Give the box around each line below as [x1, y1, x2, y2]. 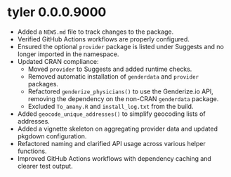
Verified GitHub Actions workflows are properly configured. [17, 34, 190, 43]
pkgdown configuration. [17, 131, 87, 140]
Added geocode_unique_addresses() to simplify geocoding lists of [17, 110, 206, 118]
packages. [27, 79, 58, 88]
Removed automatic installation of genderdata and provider [27, 72, 199, 81]
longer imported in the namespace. [17, 50, 119, 58]
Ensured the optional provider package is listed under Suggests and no [17, 42, 225, 51]
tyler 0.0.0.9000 [7, 4, 107, 20]
